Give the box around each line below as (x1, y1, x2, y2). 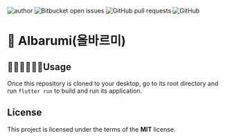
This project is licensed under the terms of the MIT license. (7, 125, 176, 133)
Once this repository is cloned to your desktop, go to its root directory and (7, 80, 219, 87)
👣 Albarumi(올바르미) (7, 33, 126, 49)
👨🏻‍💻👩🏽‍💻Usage (7, 61, 71, 73)
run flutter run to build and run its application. (7, 87, 143, 95)
